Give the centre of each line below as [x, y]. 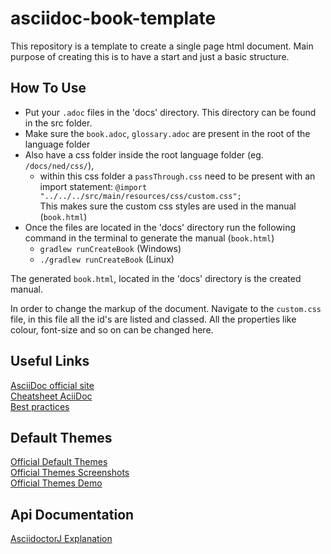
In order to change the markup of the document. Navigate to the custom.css [166, 308]
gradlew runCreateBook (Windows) [110, 248]
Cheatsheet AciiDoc [51, 396]
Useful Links [50, 361]
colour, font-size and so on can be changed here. [112, 329]
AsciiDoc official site [52, 385]
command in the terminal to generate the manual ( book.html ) [149, 238]
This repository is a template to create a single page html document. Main [162, 46]
